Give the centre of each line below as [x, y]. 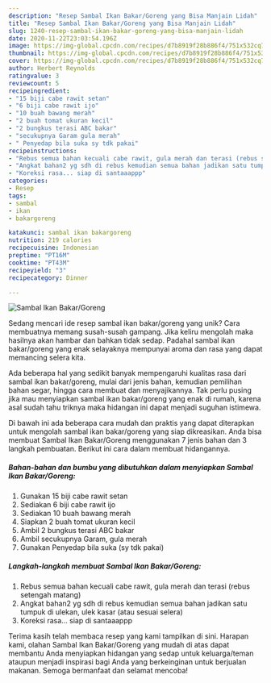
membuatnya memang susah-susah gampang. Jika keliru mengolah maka [131, 332]
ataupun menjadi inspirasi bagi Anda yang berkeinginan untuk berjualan [127, 662]
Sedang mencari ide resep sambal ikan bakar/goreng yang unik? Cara [124, 323]
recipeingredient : [39, 91]
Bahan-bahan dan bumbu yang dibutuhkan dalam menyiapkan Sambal [131, 467]
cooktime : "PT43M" [39, 263]
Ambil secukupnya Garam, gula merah [83, 539]
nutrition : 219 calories [50, 240]
